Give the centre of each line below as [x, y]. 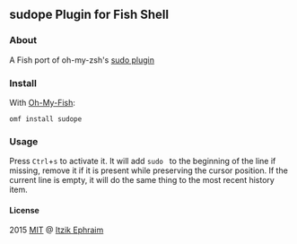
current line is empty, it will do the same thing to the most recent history [142, 180]
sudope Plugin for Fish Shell [89, 15]
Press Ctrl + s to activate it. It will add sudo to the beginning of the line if [143, 161]
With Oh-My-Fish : [43, 102]
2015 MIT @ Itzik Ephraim [57, 230]
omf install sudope [46, 119]
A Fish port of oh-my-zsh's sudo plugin [82, 60]
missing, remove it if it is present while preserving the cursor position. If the [149, 170]
